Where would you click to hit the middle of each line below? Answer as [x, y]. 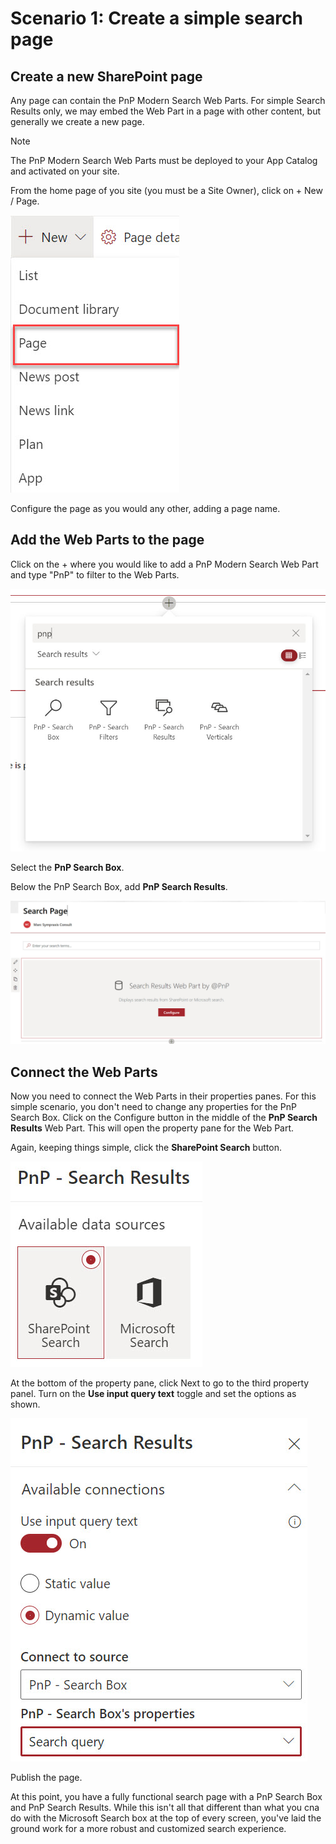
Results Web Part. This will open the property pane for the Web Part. [152, 1128]
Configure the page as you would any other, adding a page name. [145, 508]
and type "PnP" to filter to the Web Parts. [95, 574]
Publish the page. [46, 1778]
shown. [25, 1404]
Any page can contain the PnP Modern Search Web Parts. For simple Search [168, 100]
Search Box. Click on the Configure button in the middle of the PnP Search [164, 1118]
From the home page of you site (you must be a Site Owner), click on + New [166, 190]
